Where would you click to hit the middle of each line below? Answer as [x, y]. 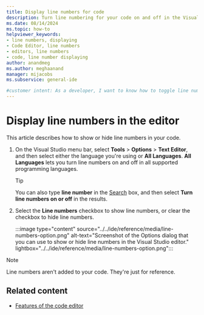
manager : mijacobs [29, 74]
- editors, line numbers [38, 52]
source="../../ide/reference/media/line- [125, 229]
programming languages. [46, 168]
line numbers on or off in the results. [61, 199]
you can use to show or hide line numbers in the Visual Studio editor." [102, 241]
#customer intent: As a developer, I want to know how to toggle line [97, 91]
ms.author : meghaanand [35, 68]
